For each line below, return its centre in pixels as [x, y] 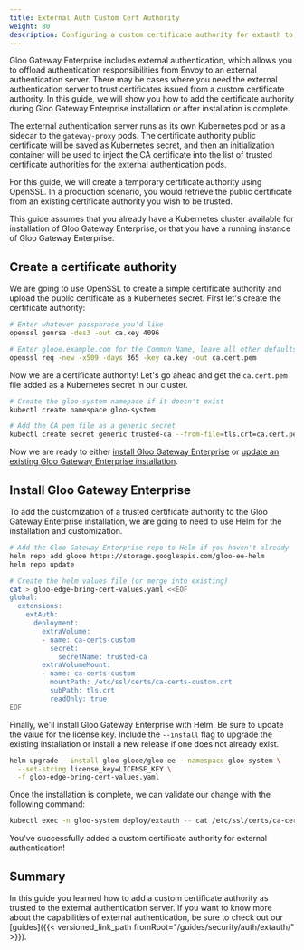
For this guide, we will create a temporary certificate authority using [136, 182]
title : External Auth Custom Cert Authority [95, 18]
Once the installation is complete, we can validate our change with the [140, 795]
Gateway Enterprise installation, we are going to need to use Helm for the [146, 521]
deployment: [56, 623]
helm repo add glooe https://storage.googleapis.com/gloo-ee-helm [137, 556]
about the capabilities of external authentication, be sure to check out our [146, 917]
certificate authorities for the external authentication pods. [118, 165]
